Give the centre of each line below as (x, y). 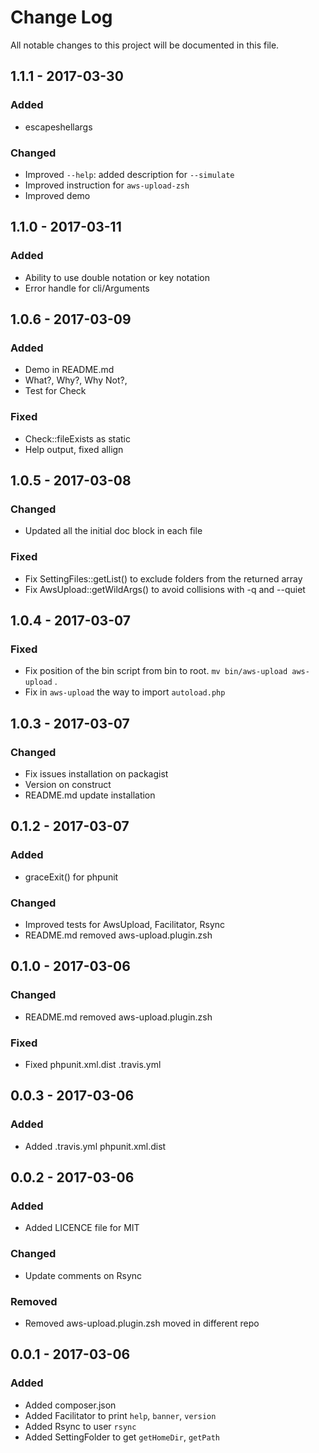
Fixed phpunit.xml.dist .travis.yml (93, 1064)
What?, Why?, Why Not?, (76, 380)
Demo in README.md (69, 370)
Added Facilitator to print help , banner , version (120, 1415)
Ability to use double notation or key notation (117, 277)
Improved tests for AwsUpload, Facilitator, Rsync (125, 924)
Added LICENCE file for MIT (82, 1228)
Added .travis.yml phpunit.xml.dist (95, 1146)
